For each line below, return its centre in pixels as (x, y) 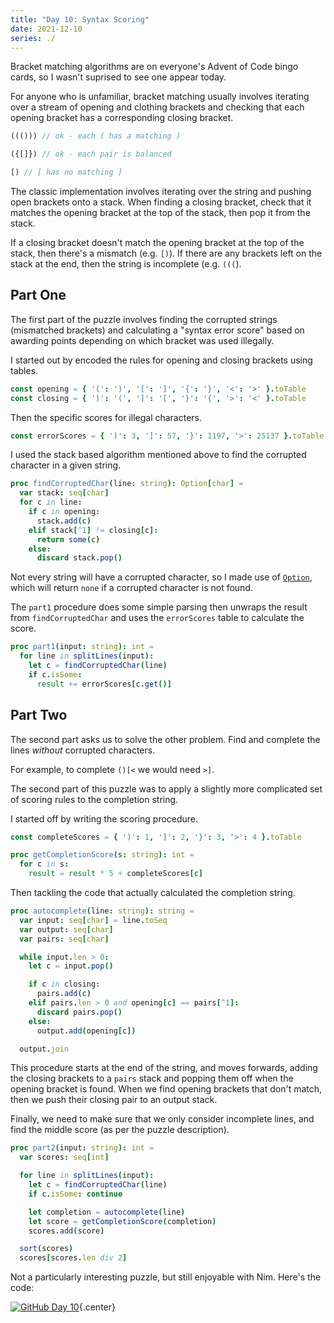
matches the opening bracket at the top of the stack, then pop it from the (160, 212)
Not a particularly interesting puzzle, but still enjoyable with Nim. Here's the (166, 1277)
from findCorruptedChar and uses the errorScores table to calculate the (157, 618)
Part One (38, 295)
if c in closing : (64, 984)
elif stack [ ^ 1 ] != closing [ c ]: (93, 530)
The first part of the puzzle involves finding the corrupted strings (144, 319)
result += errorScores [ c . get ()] (104, 684)
